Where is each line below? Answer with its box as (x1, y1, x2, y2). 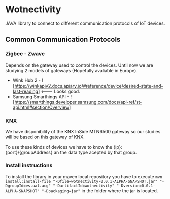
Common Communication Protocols (5, 35, 121, 44)
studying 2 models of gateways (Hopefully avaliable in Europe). (5, 67, 138, 73)
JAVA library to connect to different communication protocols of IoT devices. (5, 20, 165, 26)
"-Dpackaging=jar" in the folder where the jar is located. (41, 188, 158, 194)
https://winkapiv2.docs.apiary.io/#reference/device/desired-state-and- (14, 82, 163, 89)
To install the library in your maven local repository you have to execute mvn (5, 174, 162, 180)
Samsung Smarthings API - (12, 93, 70, 100)
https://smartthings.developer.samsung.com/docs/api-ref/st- (14, 99, 142, 105)
